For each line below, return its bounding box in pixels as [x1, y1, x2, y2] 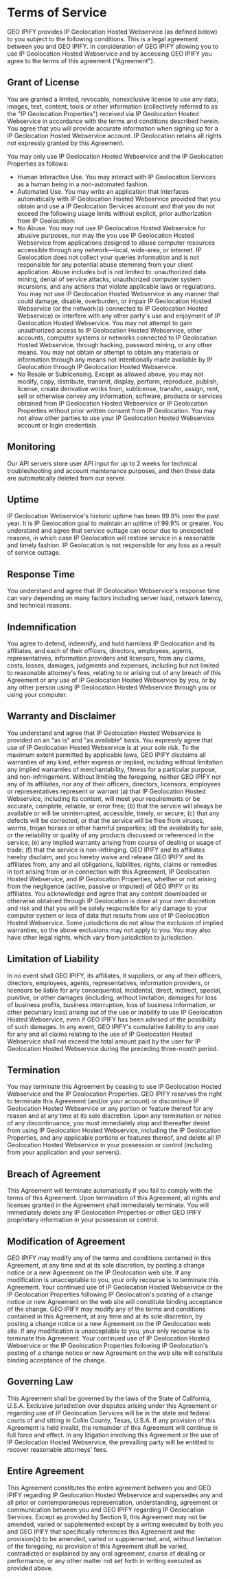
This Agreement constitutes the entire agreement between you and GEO [7, 1483, 211, 1492]
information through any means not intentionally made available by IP [16, 355, 213, 364]
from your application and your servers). [7, 1148, 122, 1156]
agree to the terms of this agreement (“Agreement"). [7, 56, 155, 65]
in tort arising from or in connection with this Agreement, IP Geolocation [7, 868, 211, 876]
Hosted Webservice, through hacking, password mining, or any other [16, 340, 213, 349]
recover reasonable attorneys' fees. [7, 1445, 108, 1453]
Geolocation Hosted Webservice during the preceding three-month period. [7, 1044, 218, 1052]
